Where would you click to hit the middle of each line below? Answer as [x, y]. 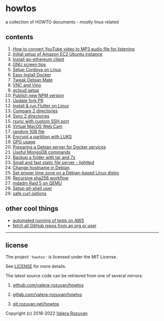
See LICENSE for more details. [36, 266]
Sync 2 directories [31, 116]
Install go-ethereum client [38, 59]
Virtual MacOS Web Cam [37, 126]
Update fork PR [28, 101]
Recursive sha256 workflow [40, 178]
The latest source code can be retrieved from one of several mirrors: [74, 276]
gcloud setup [26, 90]
